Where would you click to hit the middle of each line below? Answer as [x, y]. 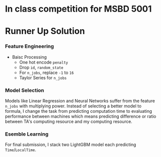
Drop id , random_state [41, 67]
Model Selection [25, 90]
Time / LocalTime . [21, 150]
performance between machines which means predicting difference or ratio [81, 116]
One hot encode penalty [44, 62]
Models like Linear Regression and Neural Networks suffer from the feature [80, 101]
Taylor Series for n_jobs [43, 78]
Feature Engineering [30, 46]
